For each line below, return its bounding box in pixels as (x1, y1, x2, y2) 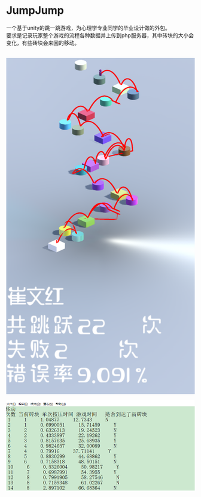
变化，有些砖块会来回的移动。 (6, 39, 80, 46)
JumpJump (6, 4, 64, 17)
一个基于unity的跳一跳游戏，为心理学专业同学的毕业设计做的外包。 (6, 24, 170, 31)
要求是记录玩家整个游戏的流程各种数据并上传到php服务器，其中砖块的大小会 (6, 31, 194, 39)
